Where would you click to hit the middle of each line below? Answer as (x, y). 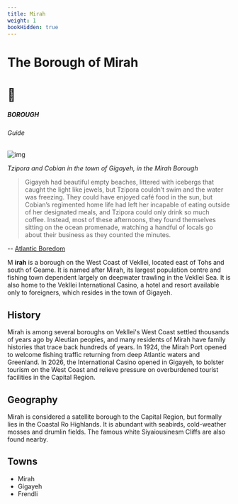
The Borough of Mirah (73, 62)
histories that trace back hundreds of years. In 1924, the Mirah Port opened (117, 347)
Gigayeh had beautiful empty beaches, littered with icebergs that (119, 182)
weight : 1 (22, 21)
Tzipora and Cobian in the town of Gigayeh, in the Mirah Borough (103, 168)
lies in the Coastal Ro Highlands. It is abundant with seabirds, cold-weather (117, 424)
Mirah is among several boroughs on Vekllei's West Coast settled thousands (118, 332)
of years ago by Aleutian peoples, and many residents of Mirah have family (117, 340)
